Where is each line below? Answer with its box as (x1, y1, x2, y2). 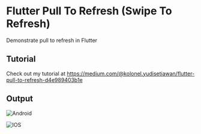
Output (6, 94, 33, 104)
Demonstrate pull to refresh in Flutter (6, 36, 98, 44)
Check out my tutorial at (6, 70, 66, 77)
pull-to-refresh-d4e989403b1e (6, 76, 83, 83)
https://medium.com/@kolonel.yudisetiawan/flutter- (67, 70, 195, 77)
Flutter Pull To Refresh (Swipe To (6, 4, 172, 18)
